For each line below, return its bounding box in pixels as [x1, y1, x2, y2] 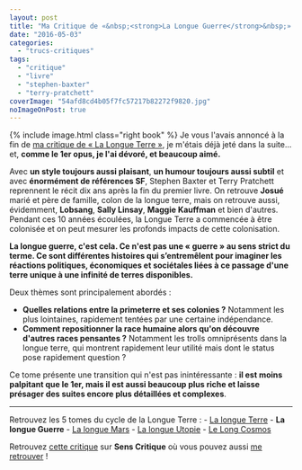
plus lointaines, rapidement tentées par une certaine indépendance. [22, 314, 274, 324]
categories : [9, 38, 54, 48]
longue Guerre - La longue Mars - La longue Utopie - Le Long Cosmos [9, 424, 271, 435]
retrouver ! [9, 451, 49, 462]
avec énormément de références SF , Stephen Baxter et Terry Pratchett [9, 176, 274, 187]
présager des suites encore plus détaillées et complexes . [9, 388, 227, 400]
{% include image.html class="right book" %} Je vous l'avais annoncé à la [9, 129, 285, 140]
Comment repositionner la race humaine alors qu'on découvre [22, 324, 260, 334]
